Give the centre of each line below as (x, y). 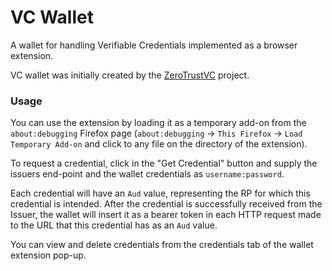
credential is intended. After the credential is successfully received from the (166, 204)
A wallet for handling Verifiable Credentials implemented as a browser (154, 45)
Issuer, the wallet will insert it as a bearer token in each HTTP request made (166, 215)
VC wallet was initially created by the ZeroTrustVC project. (130, 75)
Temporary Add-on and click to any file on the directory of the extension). (159, 144)
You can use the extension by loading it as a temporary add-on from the (158, 123)
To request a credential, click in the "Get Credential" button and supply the (164, 163)
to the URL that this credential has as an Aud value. (114, 225)
